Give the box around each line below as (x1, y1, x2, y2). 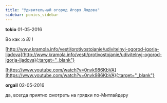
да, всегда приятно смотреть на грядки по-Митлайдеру (5, 92, 128, 98)
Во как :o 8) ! (5, 36, 33, 42)
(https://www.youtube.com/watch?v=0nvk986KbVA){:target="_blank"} (5, 72, 155, 78)
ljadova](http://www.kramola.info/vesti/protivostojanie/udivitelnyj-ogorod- (5, 51, 162, 58)
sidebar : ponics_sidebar (5, 12, 59, 17)
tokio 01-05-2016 (5, 26, 42, 32)
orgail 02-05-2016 (5, 82, 45, 88)
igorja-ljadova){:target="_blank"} (5, 57, 75, 63)
